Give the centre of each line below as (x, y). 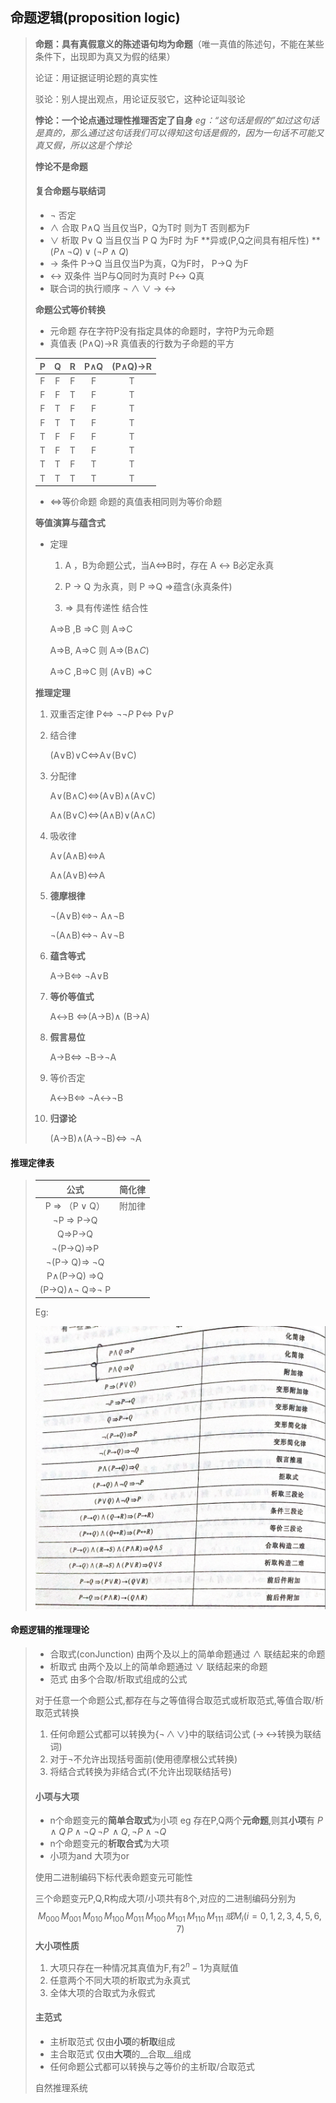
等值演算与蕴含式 (70, 523)
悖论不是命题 (61, 166)
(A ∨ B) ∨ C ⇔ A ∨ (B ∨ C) (93, 755)
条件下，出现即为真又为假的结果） (105, 56)
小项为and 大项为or (89, 1856)
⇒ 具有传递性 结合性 (106, 608)
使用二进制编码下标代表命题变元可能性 (113, 1877)
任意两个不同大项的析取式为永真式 (120, 1980)
